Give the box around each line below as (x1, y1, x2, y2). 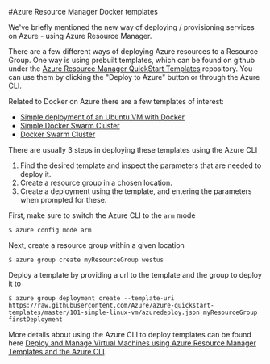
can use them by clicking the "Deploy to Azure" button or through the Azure (8, 73, 260, 82)
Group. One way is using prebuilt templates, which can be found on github (8, 56, 255, 65)
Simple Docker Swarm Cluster (19, 121, 120, 130)
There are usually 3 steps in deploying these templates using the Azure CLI (8, 145, 258, 154)
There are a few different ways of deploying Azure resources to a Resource (8, 47, 259, 56)
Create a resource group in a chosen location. (19, 178, 173, 187)
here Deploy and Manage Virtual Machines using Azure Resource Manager (8, 338, 256, 348)
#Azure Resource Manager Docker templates (8, 7, 159, 16)
